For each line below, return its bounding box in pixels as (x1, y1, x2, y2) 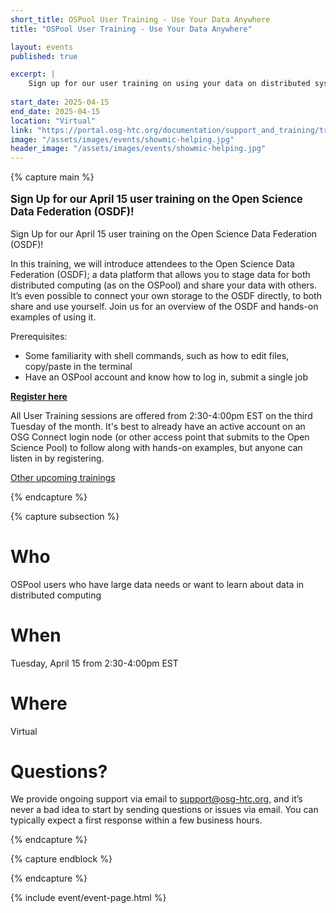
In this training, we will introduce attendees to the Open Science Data (10, 257, 295, 270)
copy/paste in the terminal (24, 360, 133, 372)
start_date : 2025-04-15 (10, 97, 110, 107)
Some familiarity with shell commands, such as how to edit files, (24, 349, 290, 361)
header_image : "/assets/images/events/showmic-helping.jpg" (10, 144, 267, 154)
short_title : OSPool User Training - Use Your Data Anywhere (10, 14, 271, 25)
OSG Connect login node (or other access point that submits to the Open (10, 431, 310, 443)
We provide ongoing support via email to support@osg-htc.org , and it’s (10, 793, 303, 805)
